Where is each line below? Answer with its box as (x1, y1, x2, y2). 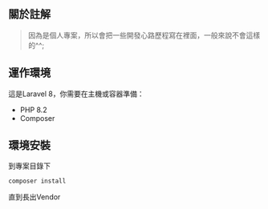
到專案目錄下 (8, 161, 51, 171)
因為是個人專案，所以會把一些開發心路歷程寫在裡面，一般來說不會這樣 (27, 30, 261, 40)
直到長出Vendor (8, 192, 61, 202)
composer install (8, 177, 67, 186)
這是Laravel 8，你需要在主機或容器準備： (8, 89, 144, 98)
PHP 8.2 (19, 105, 47, 115)
